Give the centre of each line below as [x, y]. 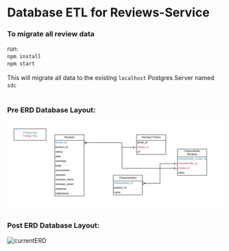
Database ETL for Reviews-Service [109, 13]
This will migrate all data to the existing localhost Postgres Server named [111, 78]
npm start [21, 64]
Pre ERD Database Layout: [51, 110]
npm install [24, 57]
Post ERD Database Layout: [53, 226]
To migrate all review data [51, 34]
